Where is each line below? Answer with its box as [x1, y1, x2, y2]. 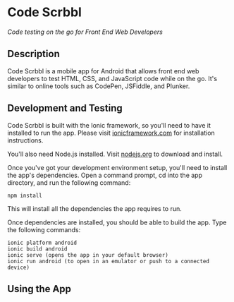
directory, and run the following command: [7, 178, 131, 187]
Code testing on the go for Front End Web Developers [7, 28, 164, 36]
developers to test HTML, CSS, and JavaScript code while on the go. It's [7, 74, 217, 83]
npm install [7, 192, 42, 199]
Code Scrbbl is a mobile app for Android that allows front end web [7, 66, 199, 75]
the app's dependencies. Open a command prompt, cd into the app [7, 171, 203, 179]
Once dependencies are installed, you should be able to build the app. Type [7, 218, 227, 226]
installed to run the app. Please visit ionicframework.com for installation [7, 128, 215, 137]
